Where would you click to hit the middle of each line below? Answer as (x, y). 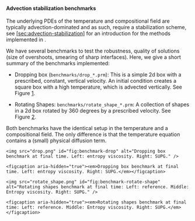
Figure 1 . (25, 93)
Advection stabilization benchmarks (51, 8)
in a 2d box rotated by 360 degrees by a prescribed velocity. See (93, 111)
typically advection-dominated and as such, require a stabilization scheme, (96, 27)
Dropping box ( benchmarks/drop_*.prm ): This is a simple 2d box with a (98, 75)
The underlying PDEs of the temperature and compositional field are (88, 21)
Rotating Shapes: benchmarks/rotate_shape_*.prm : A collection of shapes (102, 104)
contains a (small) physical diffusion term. (56, 141)
